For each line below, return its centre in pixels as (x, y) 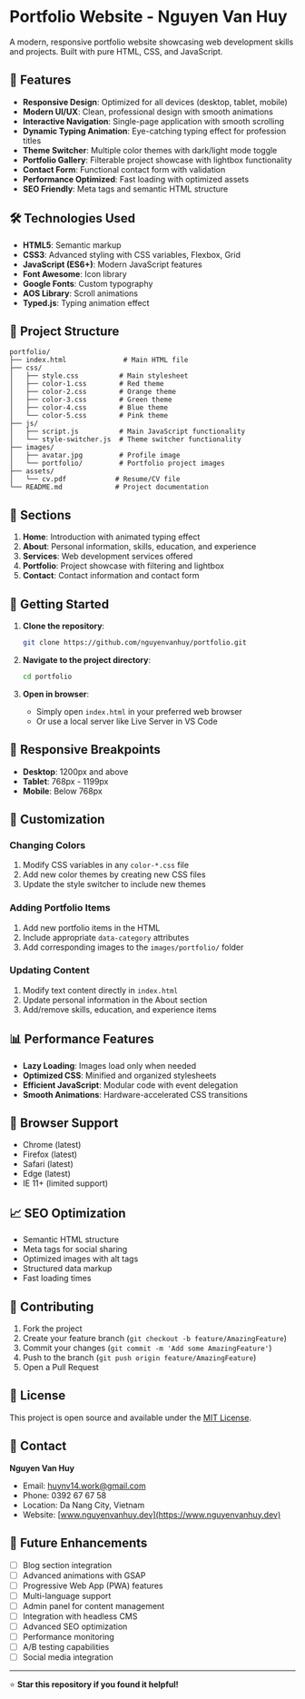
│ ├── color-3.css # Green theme (91, 400)
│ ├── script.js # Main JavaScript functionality (128, 432)
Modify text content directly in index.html (100, 990)
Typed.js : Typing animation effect (86, 302)
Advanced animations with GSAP (84, 1575)
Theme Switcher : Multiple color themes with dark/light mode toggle (150, 150)
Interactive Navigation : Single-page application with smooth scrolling (153, 121)
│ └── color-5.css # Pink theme (89, 416)
